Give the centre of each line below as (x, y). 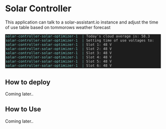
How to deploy (28, 82)
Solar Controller (38, 9)
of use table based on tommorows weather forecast (58, 27)
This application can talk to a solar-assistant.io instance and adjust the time (82, 22)
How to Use (23, 109)
